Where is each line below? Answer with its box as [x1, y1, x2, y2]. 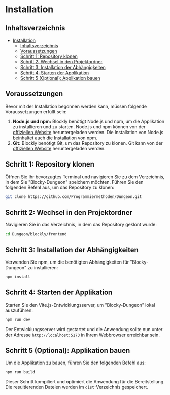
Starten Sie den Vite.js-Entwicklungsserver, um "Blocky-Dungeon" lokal [5, 302, 155, 308]
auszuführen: [5, 307, 33, 313]
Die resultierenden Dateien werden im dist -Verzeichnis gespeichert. [5, 384, 148, 390]
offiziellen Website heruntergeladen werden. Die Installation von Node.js [12, 129, 164, 135]
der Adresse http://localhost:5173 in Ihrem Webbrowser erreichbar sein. [5, 332, 160, 338]
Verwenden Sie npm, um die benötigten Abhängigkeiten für [5, 259, 129, 265]
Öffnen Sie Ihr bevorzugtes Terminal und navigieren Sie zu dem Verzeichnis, [5, 174, 165, 180]
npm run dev [5, 317, 30, 322]
